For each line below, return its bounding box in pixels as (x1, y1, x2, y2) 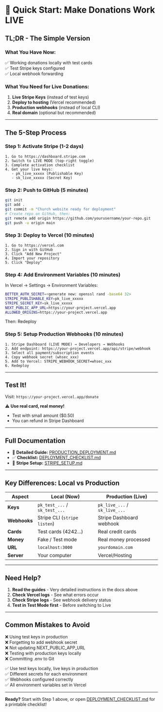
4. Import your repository (5, 256, 60, 261)
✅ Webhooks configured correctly (5, 676, 74, 682)
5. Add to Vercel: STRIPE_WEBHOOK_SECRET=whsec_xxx (5, 359, 112, 364)
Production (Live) (106, 493, 147, 500)
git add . (5, 202, 25, 207)
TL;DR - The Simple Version (5, 34, 91, 42)
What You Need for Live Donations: (5, 83, 90, 90)
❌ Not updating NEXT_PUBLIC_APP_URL (5, 645, 86, 651)
